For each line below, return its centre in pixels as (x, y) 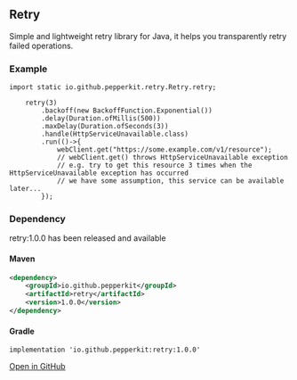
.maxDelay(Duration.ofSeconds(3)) (105, 127)
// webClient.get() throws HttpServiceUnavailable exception (173, 158)
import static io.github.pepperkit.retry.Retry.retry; (113, 87)
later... (25, 189)
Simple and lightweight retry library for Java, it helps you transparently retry (148, 36)
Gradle (22, 331)
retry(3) (41, 103)
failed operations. (41, 45)
